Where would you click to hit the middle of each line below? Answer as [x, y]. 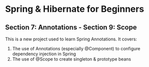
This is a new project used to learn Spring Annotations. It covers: [71, 39]
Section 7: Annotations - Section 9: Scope [71, 27]
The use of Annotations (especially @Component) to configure [76, 49]
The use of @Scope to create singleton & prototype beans [72, 59]
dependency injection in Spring [44, 54]
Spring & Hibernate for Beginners [75, 9]
